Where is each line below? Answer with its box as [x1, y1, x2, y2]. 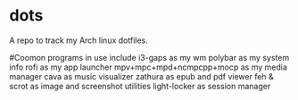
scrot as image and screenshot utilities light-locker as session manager [9, 80, 271, 91]
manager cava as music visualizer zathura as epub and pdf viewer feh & [9, 71, 274, 81]
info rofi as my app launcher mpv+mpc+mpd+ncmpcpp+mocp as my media [9, 62, 288, 72]
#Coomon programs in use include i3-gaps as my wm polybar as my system [9, 52, 290, 62]
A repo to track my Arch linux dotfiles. [9, 35, 149, 46]
